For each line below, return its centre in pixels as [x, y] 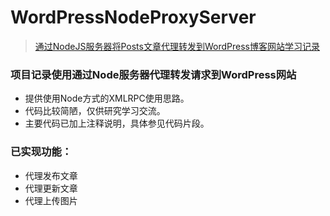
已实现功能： [41, 152]
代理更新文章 [51, 188]
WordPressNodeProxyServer [133, 17]
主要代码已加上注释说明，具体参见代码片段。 [117, 123]
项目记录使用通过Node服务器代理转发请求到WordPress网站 [153, 74]
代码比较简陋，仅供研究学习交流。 [95, 111]
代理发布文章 [51, 175]
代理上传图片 [51, 200]
